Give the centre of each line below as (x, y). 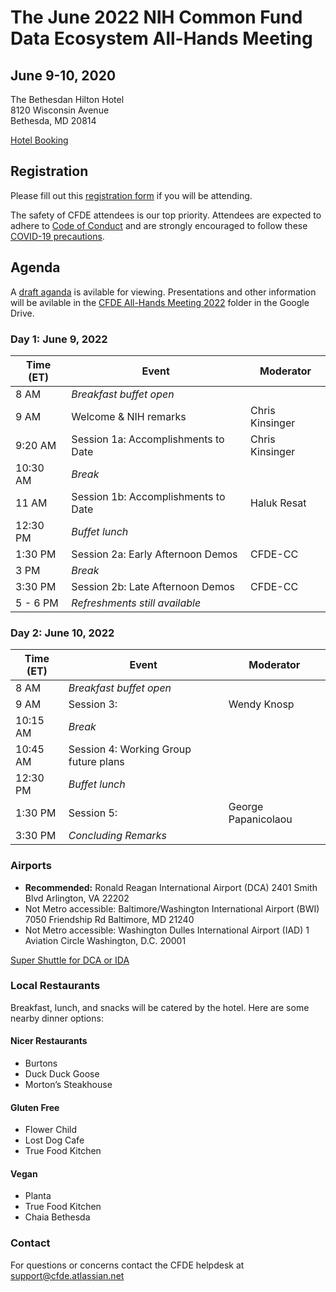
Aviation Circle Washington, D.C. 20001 (105, 940)
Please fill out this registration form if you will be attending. (131, 195)
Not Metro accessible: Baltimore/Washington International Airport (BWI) (172, 908)
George (246, 807)
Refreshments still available (136, 603)
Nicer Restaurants (49, 1041)
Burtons (41, 1063)
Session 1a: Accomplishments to (148, 439)
